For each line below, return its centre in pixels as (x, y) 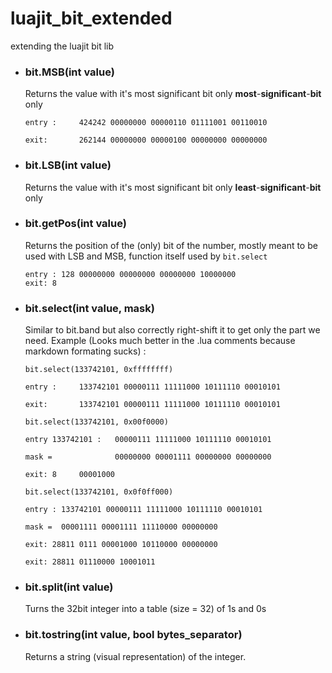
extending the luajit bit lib (62, 46)
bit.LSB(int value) (68, 165)
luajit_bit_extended (91, 18)
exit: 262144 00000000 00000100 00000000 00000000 (146, 140)
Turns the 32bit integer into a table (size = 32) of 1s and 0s (145, 609)
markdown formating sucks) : (85, 351)
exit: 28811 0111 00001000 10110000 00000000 (121, 545)
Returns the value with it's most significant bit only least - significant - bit (173, 187)
